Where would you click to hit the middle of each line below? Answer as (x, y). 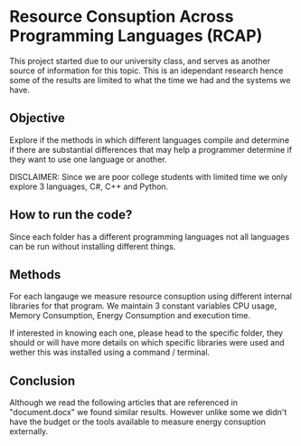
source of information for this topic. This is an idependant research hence (146, 71)
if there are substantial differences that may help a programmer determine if (150, 149)
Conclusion (42, 380)
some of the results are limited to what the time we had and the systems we (150, 80)
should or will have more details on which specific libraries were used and (147, 343)
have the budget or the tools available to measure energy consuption (138, 422)
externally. (29, 432)
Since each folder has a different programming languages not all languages (150, 236)
